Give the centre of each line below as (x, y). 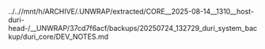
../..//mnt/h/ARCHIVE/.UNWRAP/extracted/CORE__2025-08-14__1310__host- (131, 11)
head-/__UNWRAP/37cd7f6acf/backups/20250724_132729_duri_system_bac (133, 28)
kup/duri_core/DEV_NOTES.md (59, 36)
